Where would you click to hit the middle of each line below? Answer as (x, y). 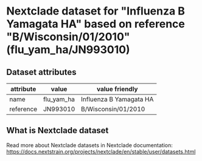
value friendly (117, 89)
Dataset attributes (42, 72)
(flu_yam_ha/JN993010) (68, 50)
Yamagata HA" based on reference (96, 24)
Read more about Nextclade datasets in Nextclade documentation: (90, 145)
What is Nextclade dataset (57, 130)
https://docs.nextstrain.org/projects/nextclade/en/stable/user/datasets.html (101, 151)
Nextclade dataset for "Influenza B (96, 11)
